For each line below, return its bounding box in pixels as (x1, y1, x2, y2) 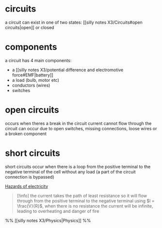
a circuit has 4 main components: (5, 57, 72, 63)
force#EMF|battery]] (12, 72, 53, 78)
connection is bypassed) (5, 174, 54, 180)
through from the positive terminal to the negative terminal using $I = (16, 198, 155, 204)
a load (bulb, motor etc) (12, 77, 60, 83)
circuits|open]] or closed (5, 24, 54, 30)
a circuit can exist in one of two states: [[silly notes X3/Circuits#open (5, 19, 143, 25)
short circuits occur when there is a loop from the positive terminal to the (5, 164, 151, 169)
